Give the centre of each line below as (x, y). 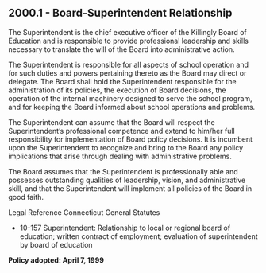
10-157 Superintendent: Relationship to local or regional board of (125, 228)
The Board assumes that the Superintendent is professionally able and (123, 171)
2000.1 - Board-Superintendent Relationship (120, 13)
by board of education (56, 244)
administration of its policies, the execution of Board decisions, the (117, 90)
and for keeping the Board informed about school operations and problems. (132, 107)
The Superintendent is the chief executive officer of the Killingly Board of (128, 32)
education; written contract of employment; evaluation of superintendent (139, 236)
